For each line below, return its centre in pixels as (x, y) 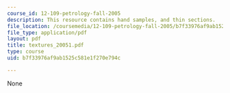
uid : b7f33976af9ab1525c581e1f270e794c (64, 58)
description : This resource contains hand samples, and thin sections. (111, 20)
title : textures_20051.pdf (46, 45)
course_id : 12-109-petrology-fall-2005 (64, 13)
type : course (26, 52)
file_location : (29, 26)
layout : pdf (24, 39)
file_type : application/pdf (47, 32)
